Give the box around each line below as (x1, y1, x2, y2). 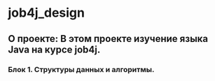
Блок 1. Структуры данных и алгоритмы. (8, 64, 155, 74)
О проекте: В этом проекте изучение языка (8, 33, 209, 45)
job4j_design (8, 5, 85, 21)
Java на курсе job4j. (8, 43, 101, 55)
